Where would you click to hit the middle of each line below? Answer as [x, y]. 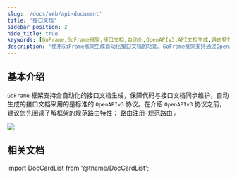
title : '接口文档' [32, 20]
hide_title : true [33, 33]
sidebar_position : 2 [38, 27]
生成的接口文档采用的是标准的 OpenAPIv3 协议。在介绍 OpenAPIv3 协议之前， [116, 104]
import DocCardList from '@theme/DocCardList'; [78, 168]
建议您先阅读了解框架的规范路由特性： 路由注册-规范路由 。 [94, 113]
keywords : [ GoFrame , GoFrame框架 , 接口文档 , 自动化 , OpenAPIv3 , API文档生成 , [109, 40]
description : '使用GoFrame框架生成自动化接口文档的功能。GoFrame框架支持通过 [112, 47]
